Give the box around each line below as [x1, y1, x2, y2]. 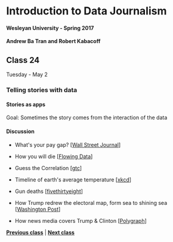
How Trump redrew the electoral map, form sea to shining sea [14, 199, 168, 206]
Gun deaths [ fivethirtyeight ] [14, 187, 84, 195]
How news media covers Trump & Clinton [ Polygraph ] [14, 217, 147, 224]
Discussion [6, 128, 35, 135]
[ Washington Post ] [14, 205, 61, 213]
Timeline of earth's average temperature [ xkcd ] [14, 176, 132, 183]
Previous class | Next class [6, 229, 75, 236]
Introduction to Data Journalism [6, 4, 167, 18]
